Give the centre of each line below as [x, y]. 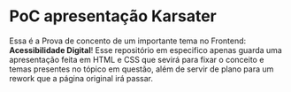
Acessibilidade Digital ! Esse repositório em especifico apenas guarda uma [146, 50]
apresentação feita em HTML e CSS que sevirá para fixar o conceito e [137, 59]
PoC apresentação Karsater [113, 16]
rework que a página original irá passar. [81, 78]
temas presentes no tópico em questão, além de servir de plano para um [142, 69]
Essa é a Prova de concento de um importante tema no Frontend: [128, 41]
